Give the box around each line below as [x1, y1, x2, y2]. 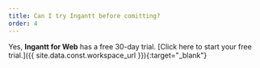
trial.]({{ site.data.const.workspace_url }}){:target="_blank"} [8, 50, 208, 60]
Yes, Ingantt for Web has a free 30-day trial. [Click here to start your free [8, 41, 252, 51]
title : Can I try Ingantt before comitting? [8, 11, 161, 20]
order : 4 [8, 19, 38, 28]
